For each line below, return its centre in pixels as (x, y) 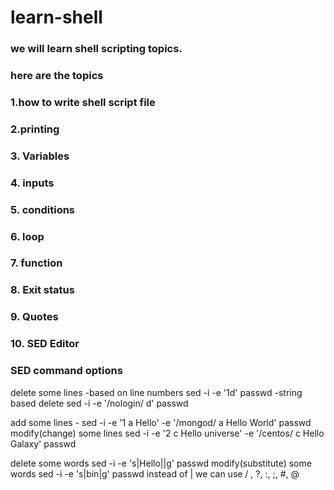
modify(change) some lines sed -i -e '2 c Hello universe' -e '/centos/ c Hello (167, 433)
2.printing (35, 129)
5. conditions (43, 209)
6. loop (27, 236)
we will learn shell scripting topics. (96, 49)
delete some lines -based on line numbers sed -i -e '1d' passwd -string (156, 392)
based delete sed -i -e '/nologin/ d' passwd (99, 403)
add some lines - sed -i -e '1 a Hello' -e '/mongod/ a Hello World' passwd (161, 422)
